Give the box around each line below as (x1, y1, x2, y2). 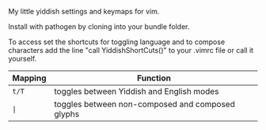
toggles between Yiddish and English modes (54, 86, 219, 97)
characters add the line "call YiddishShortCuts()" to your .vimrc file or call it (8, 46, 254, 54)
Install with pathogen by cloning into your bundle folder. (8, 22, 190, 31)
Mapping (12, 72, 47, 84)
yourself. (8, 54, 37, 63)
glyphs (54, 109, 80, 119)
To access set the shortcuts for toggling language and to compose (8, 37, 226, 46)
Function (137, 72, 172, 84)
